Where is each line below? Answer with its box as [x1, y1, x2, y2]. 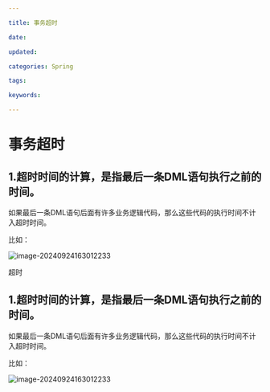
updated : [8, 47, 38, 56]
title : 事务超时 [8, 18, 58, 27]
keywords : [8, 92, 42, 100]
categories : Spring [8, 62, 74, 71]
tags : [8, 77, 27, 85]
